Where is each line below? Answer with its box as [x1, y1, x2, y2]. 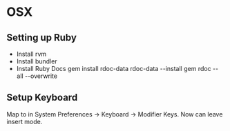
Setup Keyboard [6, 92, 78, 103]
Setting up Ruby [6, 32, 77, 43]
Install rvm [16, 50, 47, 58]
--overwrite [24, 72, 58, 80]
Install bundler [16, 57, 57, 65]
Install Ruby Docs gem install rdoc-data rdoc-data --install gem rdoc [16, 65, 211, 72]
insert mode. [6, 117, 43, 125]
